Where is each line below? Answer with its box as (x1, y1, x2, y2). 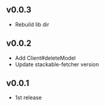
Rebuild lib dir (14, 20, 49, 28)
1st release (14, 94, 42, 101)
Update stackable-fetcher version (14, 60, 100, 68)
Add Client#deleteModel (14, 54, 76, 61)
